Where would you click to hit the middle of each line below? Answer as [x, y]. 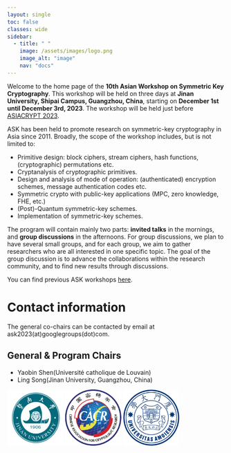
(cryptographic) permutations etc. [65, 164]
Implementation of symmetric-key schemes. [80, 216]
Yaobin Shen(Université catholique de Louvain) [84, 372]
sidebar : [20, 37]
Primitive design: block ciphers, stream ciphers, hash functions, [108, 157]
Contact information [66, 307]
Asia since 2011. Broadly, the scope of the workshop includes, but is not [109, 136]
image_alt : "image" [48, 59]
